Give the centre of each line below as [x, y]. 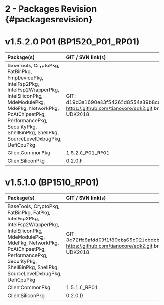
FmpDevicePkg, [26, 78]
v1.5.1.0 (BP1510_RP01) [52, 183]
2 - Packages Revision [51, 9]
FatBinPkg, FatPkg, [29, 213]
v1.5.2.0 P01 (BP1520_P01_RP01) [72, 42]
